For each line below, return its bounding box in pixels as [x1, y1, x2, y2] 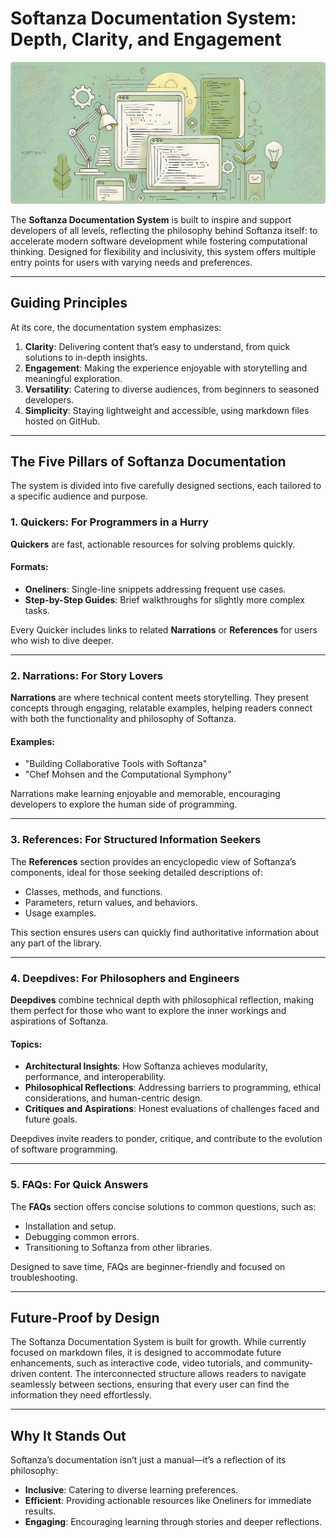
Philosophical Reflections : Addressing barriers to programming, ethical [24, 1082, 322, 1094]
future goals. [24, 1113, 78, 1126]
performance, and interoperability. [24, 1071, 167, 1083]
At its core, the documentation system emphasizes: [10, 321, 222, 333]
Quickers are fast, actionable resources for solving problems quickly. [10, 538, 296, 550]
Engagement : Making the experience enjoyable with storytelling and [24, 362, 308, 374]
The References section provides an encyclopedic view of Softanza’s [10, 855, 297, 867]
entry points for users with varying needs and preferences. [10, 256, 253, 268]
